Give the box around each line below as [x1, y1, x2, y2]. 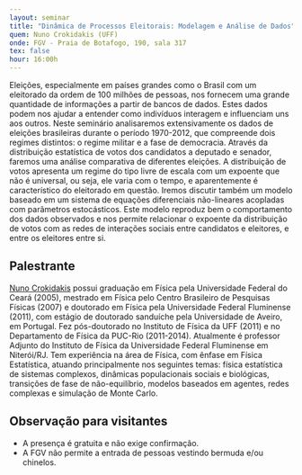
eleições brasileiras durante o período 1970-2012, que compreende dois [9, 128, 276, 138]
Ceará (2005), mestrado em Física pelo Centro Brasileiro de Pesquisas [9, 291, 271, 302]
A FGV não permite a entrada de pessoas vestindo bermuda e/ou [22, 447, 263, 458]
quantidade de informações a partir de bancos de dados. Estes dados [9, 99, 268, 109]
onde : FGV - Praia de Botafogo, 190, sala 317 [9, 38, 187, 48]
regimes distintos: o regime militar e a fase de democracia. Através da [9, 137, 268, 148]
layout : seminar [9, 13, 70, 22]
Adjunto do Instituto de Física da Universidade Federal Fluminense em [9, 339, 269, 351]
